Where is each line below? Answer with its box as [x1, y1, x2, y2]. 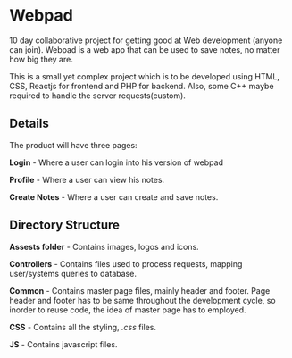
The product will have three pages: [9, 139, 138, 150]
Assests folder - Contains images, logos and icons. [9, 241, 199, 252]
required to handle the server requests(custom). [9, 90, 186, 101]
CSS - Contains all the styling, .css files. [9, 321, 157, 332]
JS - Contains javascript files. [9, 338, 118, 349]
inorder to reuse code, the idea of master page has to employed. [9, 304, 247, 315]
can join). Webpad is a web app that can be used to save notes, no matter [9, 44, 280, 54]
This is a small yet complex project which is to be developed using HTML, [9, 71, 279, 81]
